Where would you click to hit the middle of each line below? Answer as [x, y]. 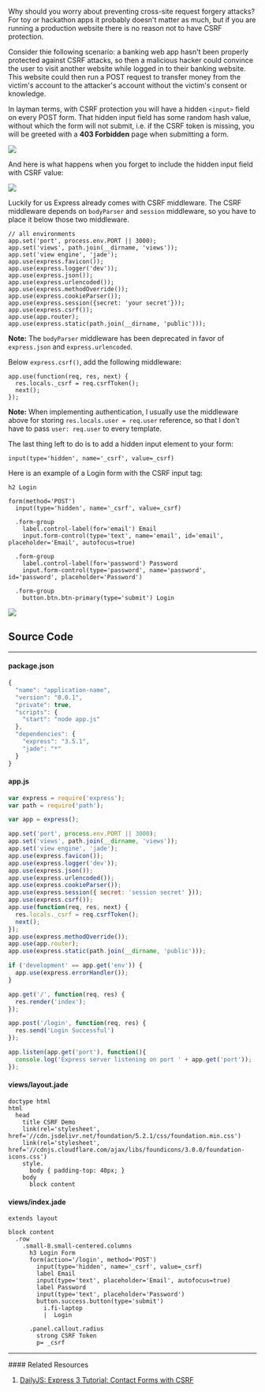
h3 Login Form [52, 1253]
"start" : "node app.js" [62, 720]
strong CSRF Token [67, 1336]
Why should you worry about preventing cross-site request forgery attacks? [131, 11]
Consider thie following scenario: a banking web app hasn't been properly [129, 52]
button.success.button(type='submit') [100, 1301]
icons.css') [28, 1156]
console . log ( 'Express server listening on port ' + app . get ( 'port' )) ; [134, 1059]
